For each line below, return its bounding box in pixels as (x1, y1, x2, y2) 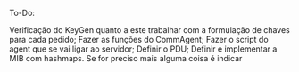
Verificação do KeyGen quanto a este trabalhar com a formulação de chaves (9, 25, 290, 35)
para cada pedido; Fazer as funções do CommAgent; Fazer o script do (9, 35, 270, 44)
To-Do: (9, 8, 36, 18)
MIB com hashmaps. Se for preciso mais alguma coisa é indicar (9, 53, 243, 63)
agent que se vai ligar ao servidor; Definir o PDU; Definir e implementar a (9, 44, 278, 54)
